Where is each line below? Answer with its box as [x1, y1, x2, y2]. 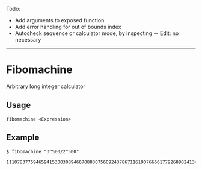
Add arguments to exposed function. [14, 17, 106, 24]
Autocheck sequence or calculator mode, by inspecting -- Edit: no [14, 30, 179, 37]
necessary [14, 36, 41, 43]
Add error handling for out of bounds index [14, 24, 121, 30]
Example [6, 133, 40, 143]
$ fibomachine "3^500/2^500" [6, 148, 79, 154]
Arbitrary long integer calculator [6, 83, 85, 90]
